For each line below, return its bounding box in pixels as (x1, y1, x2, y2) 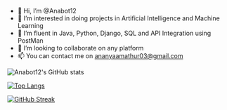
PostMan (17, 36, 44, 45)
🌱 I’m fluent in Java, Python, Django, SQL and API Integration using (17, 29, 212, 37)
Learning (17, 22, 44, 29)
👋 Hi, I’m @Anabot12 (17, 7, 77, 15)
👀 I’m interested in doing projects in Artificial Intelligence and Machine (17, 14, 220, 22)
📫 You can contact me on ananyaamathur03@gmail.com (17, 52, 184, 60)
